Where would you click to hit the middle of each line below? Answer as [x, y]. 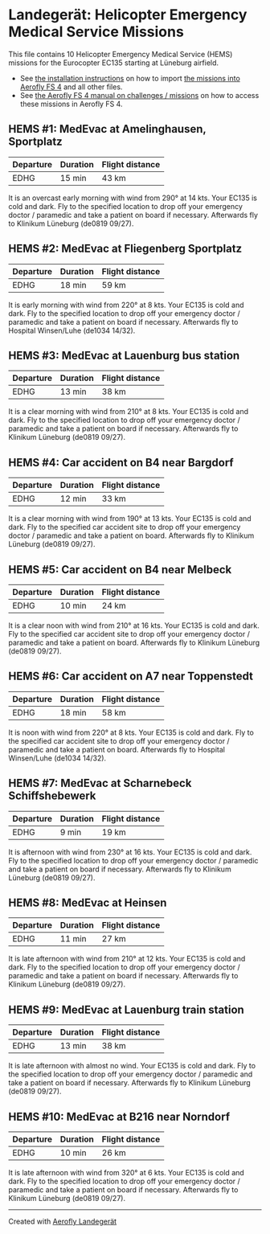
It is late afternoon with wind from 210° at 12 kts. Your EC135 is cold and [127, 959]
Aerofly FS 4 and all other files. [71, 87]
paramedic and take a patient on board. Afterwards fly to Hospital [117, 749]
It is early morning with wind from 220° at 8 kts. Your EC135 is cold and [126, 305]
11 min [73, 939]
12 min [73, 498]
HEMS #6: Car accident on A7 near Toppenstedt [131, 676]
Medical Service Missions [96, 32]
